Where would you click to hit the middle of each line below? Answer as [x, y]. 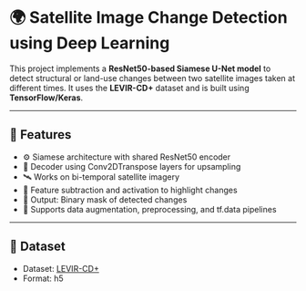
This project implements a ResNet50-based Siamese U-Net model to [140, 68]
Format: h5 [43, 278]
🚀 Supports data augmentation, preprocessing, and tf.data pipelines [149, 209]
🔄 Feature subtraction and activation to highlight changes [130, 190]
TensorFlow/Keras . [46, 98]
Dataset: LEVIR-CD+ [61, 268]
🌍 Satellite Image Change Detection [149, 18]
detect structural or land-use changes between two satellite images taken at [153, 78]
